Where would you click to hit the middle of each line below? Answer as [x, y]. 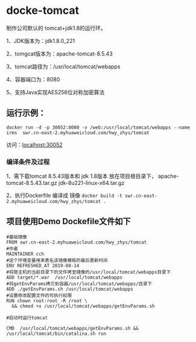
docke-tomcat [43, 11]
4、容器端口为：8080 [33, 79]
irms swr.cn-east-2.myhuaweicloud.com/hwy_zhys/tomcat [78, 133]
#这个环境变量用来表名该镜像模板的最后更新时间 [57, 260]
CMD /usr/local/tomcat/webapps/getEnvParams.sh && [72, 328]
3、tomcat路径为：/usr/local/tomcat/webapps [63, 66]
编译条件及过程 [28, 162]
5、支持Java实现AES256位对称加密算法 [55, 92]
